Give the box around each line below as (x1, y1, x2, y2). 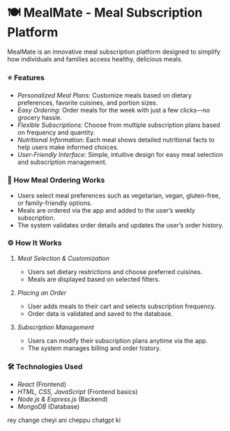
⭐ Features (7, 73, 45, 82)
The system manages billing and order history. (27, 344, 162, 352)
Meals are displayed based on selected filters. (27, 275, 160, 283)
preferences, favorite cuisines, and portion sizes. (17, 98, 158, 107)
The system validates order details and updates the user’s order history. (17, 220, 224, 229)
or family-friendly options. (17, 199, 93, 207)
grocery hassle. (17, 114, 63, 122)
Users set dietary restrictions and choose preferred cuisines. (27, 267, 203, 275)
